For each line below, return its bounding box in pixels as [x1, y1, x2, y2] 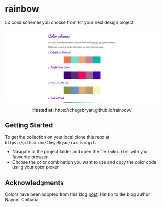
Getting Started [5, 121, 53, 130]
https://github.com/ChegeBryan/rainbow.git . [5, 139, 96, 145]
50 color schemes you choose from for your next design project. [5, 20, 135, 25]
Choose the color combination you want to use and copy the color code [12, 159, 157, 165]
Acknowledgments [5, 178, 64, 186]
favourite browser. [12, 154, 49, 160]
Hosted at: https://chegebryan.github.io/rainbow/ [32, 107, 132, 113]
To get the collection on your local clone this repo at [5, 134, 110, 140]
